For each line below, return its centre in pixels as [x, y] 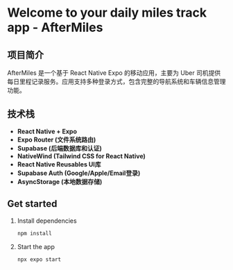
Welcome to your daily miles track [107, 13]
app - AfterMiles [55, 27]
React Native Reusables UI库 [59, 164]
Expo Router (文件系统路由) [57, 140]
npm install [34, 233]
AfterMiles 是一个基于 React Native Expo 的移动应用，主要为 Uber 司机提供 [114, 73]
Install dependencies [47, 221]
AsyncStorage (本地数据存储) [60, 181]
